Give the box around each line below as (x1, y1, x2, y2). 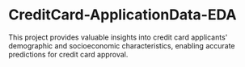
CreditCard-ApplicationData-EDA (8, 6, 237, 24)
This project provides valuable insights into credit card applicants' (8, 32, 228, 42)
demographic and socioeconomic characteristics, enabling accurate (8, 40, 236, 50)
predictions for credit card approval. (8, 49, 129, 59)
